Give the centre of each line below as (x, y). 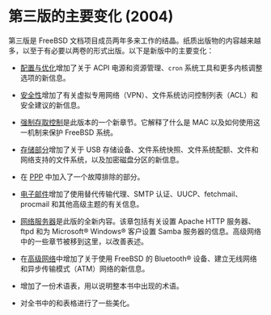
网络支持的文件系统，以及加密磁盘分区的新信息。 (102, 159)
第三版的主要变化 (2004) (91, 17)
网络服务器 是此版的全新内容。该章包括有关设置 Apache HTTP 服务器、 (138, 221)
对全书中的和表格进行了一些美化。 (77, 303)
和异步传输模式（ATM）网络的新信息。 (85, 268)
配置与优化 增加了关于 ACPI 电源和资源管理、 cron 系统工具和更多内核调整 (141, 67)
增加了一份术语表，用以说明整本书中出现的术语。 (102, 286)
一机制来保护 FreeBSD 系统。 (69, 132)
